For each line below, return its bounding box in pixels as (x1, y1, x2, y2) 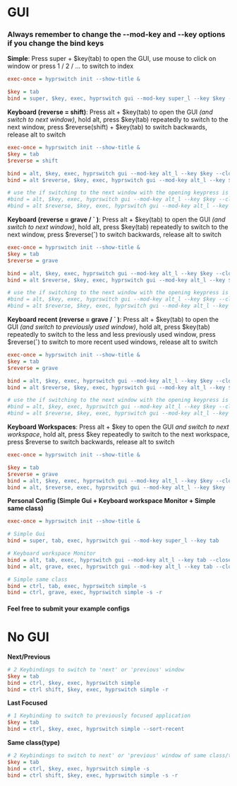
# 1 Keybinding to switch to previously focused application (7, 712, 191, 719)
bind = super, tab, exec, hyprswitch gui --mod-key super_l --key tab (7, 537, 219, 545)
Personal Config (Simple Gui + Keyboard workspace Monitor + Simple (7, 497, 216, 505)
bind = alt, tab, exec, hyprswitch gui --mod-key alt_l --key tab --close (7, 556, 232, 563)
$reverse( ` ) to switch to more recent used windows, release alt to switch (7, 337, 219, 347)
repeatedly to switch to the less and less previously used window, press (7, 330, 217, 339)
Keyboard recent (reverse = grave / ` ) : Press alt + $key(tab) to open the (7, 316, 219, 324)
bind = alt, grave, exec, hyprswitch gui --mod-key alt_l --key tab (7, 563, 213, 570)
